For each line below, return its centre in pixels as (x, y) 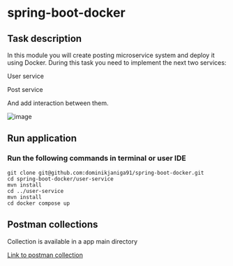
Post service (25, 89)
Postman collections (53, 225)
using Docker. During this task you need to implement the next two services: (117, 63)
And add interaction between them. (58, 103)
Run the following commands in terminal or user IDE (97, 158)
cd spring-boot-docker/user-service (60, 179)
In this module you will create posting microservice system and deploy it (111, 55)
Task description (45, 39)
